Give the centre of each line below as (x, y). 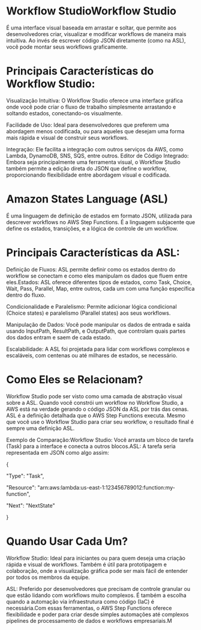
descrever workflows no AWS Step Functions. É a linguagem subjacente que (101, 222)
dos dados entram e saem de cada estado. (59, 337)
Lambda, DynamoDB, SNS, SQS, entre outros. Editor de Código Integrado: (97, 156)
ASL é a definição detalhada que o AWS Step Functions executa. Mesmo (96, 415)
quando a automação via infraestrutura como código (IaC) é (80, 601)
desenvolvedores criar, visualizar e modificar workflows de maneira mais (96, 34)
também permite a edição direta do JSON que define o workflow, (86, 168)
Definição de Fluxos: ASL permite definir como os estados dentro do (91, 269)
